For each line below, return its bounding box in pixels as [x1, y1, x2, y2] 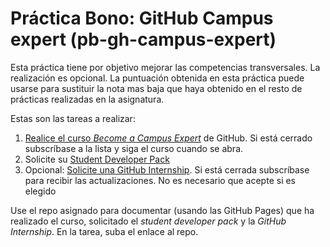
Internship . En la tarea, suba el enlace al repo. [10, 225, 199, 237]
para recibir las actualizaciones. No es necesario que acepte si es [24, 174, 297, 186]
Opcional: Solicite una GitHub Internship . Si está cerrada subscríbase [24, 163, 310, 176]
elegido [24, 185, 57, 197]
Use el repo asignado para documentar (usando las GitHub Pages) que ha [10, 204, 315, 216]
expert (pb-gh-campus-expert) [10, 28, 277, 51]
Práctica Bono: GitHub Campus [10, 7, 274, 30]
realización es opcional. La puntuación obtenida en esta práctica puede [10, 72, 305, 84]
